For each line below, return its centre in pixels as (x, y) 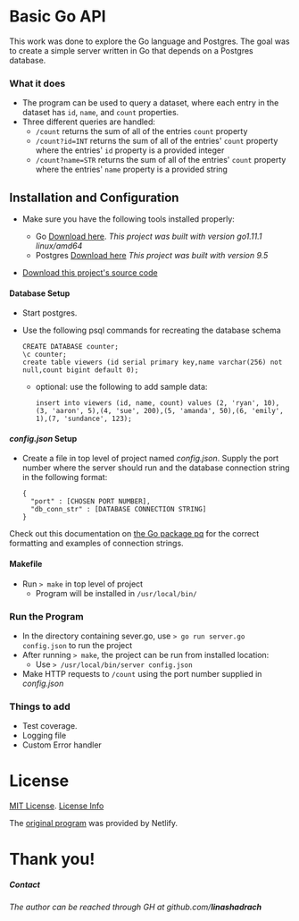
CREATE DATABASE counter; (70, 347)
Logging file (44, 736)
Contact (25, 884)
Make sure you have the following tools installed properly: (128, 219)
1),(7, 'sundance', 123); (83, 419)
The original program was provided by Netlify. (94, 824)
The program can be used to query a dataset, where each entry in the (150, 103)
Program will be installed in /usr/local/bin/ (116, 593)
